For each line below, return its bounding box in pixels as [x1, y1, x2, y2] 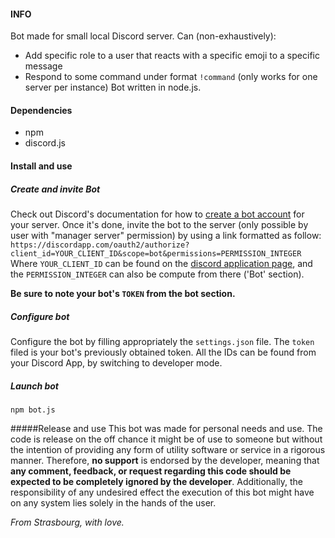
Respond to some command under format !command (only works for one [24, 71, 318, 83]
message [24, 60, 63, 72]
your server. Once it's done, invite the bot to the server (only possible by [10, 218, 309, 230]
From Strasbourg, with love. [10, 516, 125, 528]
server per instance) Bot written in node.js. [24, 81, 202, 94]
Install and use [10, 160, 73, 172]
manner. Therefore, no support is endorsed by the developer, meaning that [10, 454, 320, 466]
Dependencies [10, 104, 73, 116]
